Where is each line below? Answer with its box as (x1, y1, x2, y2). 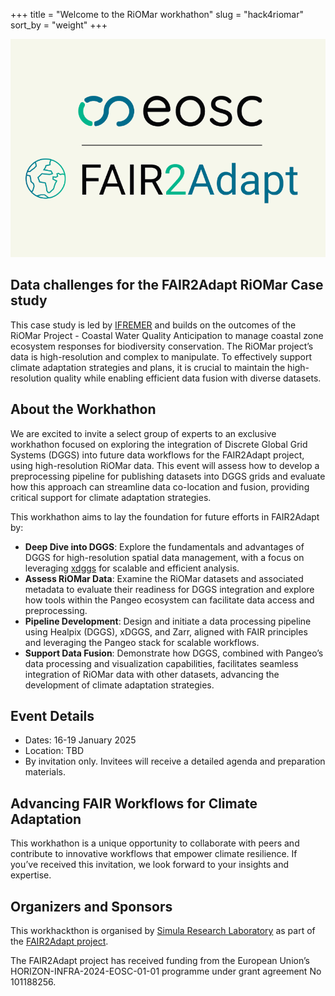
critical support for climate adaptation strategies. (10, 491, 212, 503)
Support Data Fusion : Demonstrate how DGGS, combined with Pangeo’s (24, 647, 324, 659)
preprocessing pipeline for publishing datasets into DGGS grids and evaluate (10, 470, 326, 482)
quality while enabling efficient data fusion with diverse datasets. (53, 372, 322, 384)
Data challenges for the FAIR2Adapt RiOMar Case (10, 277, 324, 294)
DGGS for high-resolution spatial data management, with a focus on (24, 551, 305, 563)
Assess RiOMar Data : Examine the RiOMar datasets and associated (24, 572, 304, 584)
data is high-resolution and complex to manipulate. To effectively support (10, 350, 313, 363)
